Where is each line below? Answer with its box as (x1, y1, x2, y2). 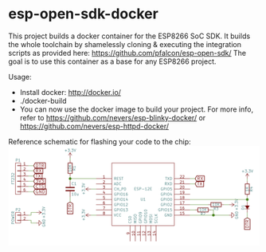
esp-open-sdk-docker (8, 5, 159, 23)
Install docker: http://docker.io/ (19, 87, 122, 96)
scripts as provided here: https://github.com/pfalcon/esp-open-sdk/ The (8, 48, 247, 57)
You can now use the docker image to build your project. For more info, (19, 104, 253, 114)
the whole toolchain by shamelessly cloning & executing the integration (8, 39, 241, 49)
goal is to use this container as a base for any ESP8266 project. (8, 57, 217, 66)
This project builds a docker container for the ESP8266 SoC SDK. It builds (8, 31, 251, 41)
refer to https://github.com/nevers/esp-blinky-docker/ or (19, 112, 206, 122)
